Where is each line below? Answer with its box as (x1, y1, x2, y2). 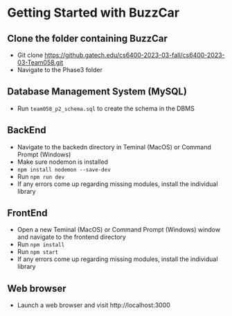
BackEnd (7, 124, 46, 136)
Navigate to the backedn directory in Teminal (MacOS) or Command (17, 142, 211, 151)
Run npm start (17, 248, 59, 256)
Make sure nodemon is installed (17, 158, 109, 166)
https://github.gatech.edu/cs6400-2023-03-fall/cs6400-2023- (44, 51, 225, 59)
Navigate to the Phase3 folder (17, 66, 102, 74)
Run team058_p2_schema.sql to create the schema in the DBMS (17, 104, 195, 113)
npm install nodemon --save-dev (17, 166, 111, 173)
